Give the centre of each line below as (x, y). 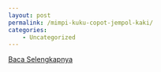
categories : (28, 30)
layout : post (30, 15)
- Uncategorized (49, 37)
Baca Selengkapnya (41, 59)
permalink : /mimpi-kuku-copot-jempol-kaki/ (81, 23)
